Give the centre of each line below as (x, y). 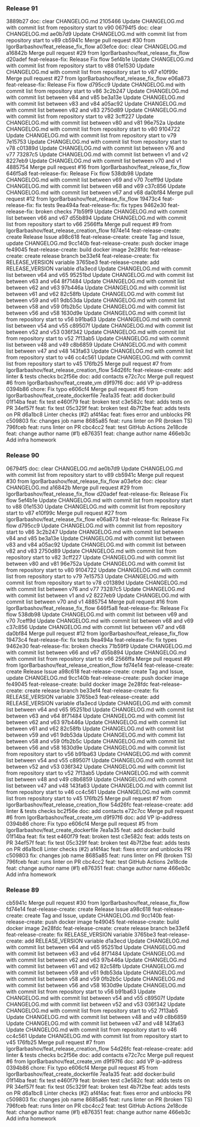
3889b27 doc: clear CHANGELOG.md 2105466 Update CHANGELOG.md (95, 21)
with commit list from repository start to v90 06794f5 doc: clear (84, 27)
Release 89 (23, 889)
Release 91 (22, 8)
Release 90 (23, 455)
